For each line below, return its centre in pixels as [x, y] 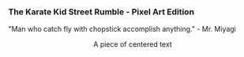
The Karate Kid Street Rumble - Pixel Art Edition [101, 12]
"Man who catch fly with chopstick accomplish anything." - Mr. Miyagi [122, 29]
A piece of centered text [133, 44]
